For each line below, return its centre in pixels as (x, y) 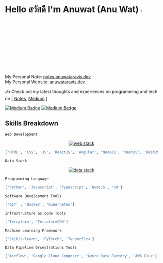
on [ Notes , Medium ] (26, 99)
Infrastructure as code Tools (36, 213)
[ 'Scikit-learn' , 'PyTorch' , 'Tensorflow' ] (50, 239)
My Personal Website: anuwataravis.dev (45, 82)
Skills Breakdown (32, 123)
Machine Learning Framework (33, 231)
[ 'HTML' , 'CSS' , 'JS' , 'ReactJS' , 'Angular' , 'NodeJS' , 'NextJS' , (73, 152)
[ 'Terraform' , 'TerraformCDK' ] (37, 222)
